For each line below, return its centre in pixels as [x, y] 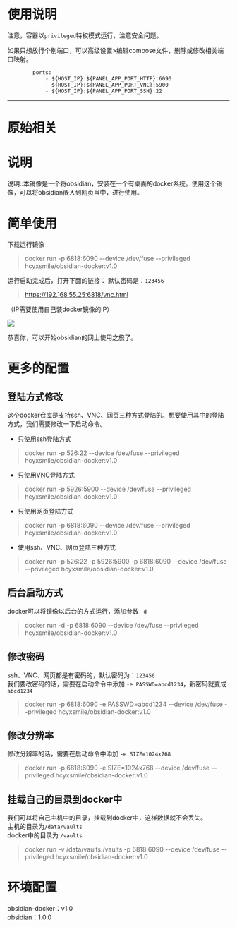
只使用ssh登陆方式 [44, 439]
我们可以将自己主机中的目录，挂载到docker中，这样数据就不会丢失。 [107, 818]
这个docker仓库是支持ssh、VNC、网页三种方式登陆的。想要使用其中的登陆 [116, 415]
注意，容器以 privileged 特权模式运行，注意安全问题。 [85, 35]
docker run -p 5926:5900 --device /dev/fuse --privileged [108, 489]
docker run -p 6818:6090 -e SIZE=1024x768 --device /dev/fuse [117, 768]
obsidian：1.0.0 [30, 917]
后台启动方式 [35, 593]
